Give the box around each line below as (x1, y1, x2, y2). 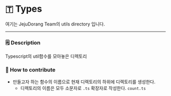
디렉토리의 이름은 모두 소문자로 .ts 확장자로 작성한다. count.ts (20, 85, 146, 91)
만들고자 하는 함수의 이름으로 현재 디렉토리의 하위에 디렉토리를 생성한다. (12, 79, 156, 85)
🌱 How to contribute (5, 66, 56, 74)
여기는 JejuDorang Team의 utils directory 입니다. (5, 21, 105, 27)
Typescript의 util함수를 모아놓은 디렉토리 (5, 53, 88, 59)
